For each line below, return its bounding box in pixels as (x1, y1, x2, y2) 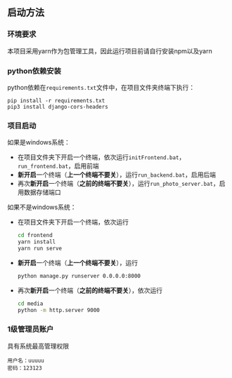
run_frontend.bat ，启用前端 (17, 162, 100, 170)
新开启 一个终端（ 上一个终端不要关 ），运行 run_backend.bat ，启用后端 (17, 170, 217, 179)
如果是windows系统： (7, 138, 70, 147)
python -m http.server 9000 (17, 306, 100, 313)
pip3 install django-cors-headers (7, 103, 109, 110)
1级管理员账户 (7, 325, 54, 335)
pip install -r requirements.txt (7, 97, 105, 104)
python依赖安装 (7, 66, 62, 76)
